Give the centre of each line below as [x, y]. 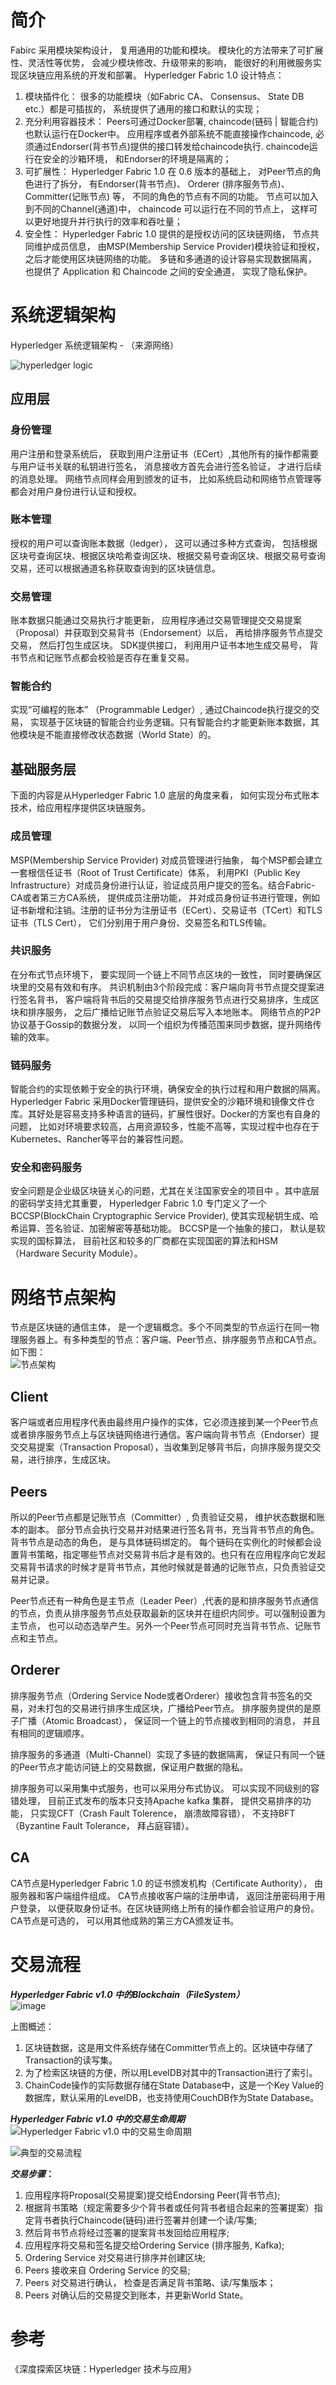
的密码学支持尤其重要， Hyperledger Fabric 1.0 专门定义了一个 [138, 1203]
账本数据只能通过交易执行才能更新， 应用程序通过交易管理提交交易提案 [156, 620]
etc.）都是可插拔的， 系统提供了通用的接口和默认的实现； [143, 108]
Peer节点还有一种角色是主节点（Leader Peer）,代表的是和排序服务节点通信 [164, 1601]
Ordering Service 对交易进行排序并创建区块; [115, 2257]
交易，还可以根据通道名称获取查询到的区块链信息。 [115, 568]
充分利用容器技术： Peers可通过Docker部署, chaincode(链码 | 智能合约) [171, 121]
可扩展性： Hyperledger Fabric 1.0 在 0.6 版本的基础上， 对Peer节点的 [168, 171]
